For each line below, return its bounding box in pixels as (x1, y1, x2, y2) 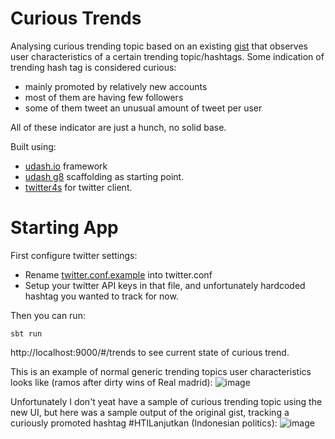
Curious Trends (10, 7, 142, 30)
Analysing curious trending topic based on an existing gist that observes (10, 40, 308, 52)
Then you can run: (10, 309, 86, 321)
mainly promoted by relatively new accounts (24, 80, 208, 92)
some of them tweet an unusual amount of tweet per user (24, 102, 263, 114)
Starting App (10, 217, 119, 239)
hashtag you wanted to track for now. (24, 290, 179, 302)
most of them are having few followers (24, 91, 184, 103)
